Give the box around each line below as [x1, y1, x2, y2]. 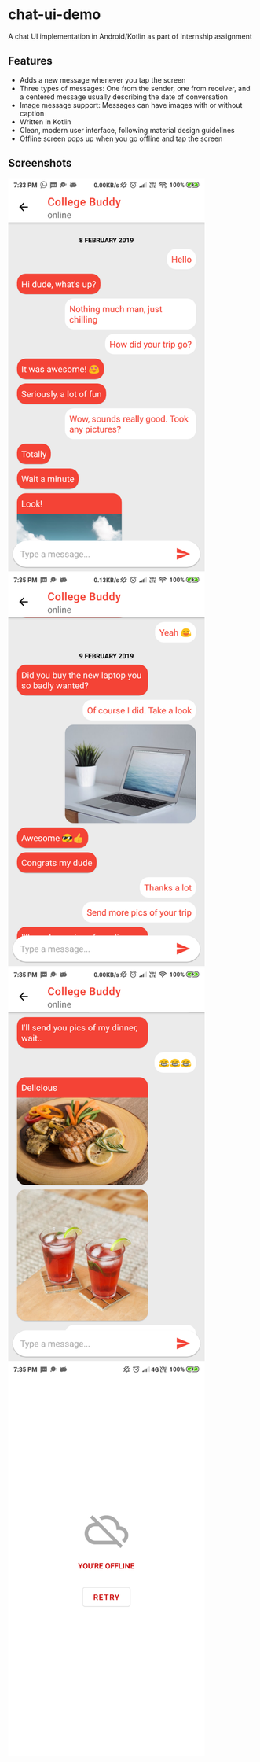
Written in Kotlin [19, 116, 71, 127]
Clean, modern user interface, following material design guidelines [19, 125, 236, 135]
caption [19, 109, 45, 118]
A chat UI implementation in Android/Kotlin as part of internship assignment [8, 31, 253, 41]
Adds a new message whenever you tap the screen [19, 75, 186, 84]
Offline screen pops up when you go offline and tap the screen [19, 134, 223, 143]
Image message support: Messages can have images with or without [19, 100, 243, 109]
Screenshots [8, 157, 72, 170]
